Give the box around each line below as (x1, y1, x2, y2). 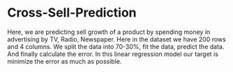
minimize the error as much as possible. (7, 57, 122, 65)
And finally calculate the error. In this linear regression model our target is (7, 50, 218, 58)
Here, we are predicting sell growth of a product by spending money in (7, 28, 211, 36)
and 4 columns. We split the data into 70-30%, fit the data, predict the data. (7, 42, 225, 51)
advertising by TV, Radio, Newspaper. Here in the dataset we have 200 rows (7, 35, 227, 43)
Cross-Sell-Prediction (7, 5, 137, 21)
